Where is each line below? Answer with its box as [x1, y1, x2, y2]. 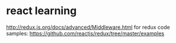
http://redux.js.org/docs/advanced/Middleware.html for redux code [6, 24, 170, 31]
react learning [6, 4, 77, 18]
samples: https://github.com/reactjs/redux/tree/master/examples [6, 29, 165, 37]
